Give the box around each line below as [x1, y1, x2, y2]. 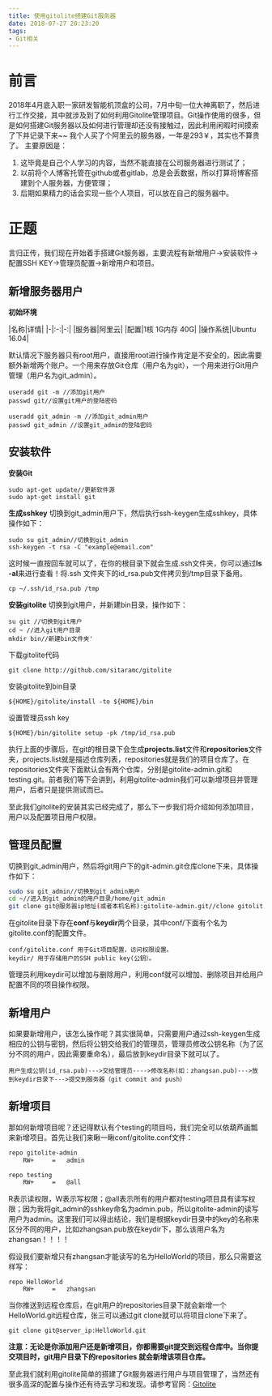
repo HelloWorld [8, 1278, 63, 1287]
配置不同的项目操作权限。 [8, 980, 94, 989]
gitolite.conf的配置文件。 [8, 929, 91, 938]
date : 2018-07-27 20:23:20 [8, 19, 100, 28]
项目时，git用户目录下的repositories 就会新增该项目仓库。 [15, 1352, 210, 1362]
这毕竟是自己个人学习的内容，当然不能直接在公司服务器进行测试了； [19, 158, 248, 168]
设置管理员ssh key [8, 712, 70, 722]
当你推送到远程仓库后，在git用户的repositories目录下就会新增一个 [8, 1300, 227, 1310]
